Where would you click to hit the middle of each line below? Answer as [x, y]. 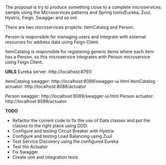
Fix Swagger [25, 152]
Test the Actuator [30, 147]
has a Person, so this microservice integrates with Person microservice [78, 57]
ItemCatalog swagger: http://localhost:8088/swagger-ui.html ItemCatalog [80, 81]
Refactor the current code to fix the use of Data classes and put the [81, 120]
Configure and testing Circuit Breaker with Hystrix [63, 131]
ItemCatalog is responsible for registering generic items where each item [80, 52]
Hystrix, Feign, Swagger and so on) [41, 18]
